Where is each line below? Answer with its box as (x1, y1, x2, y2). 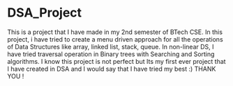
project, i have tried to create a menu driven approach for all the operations (7, 35, 223, 43)
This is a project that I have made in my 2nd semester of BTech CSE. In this (7, 28, 223, 36)
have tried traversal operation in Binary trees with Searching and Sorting (7, 50, 215, 58)
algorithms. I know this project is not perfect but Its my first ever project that (7, 57, 226, 65)
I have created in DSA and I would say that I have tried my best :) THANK (7, 64, 216, 73)
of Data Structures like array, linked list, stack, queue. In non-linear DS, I (7, 42, 214, 51)
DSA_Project (7, 5, 82, 21)
